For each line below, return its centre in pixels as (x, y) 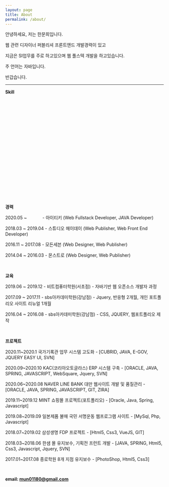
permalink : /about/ (26, 19)
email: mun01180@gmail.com (37, 479)
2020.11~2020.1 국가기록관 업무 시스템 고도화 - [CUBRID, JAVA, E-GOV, (77, 352)
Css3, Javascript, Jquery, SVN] (38, 449)
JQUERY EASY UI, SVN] (30, 358)
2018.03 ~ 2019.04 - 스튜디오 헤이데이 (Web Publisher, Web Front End (76, 228)
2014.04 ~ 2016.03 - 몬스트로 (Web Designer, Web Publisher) (68, 255)
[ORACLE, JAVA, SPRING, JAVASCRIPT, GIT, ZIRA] (57, 390)
